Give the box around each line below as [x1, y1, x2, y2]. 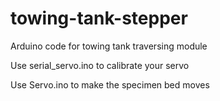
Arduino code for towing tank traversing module [10, 40, 208, 52]
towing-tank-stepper [10, 7, 188, 30]
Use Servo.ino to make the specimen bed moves [10, 78, 210, 91]
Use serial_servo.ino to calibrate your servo [10, 59, 190, 71]
